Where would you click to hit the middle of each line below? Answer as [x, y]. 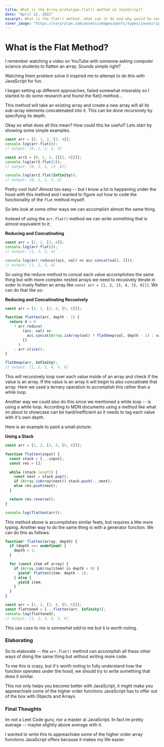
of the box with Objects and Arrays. [41, 696]
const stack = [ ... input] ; [37, 459]
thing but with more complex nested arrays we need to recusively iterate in [80, 280]
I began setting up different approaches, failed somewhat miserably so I [77, 91]
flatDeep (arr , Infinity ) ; [31, 363]
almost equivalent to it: [28, 224]
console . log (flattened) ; [30, 614]
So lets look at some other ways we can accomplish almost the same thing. [81, 209]
